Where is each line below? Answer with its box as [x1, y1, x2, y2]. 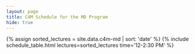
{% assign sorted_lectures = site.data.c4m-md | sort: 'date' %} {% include [6, 36, 189, 43]
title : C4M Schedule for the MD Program [6, 14, 109, 20]
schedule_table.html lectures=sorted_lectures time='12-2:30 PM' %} [6, 42, 174, 49]
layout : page [6, 8, 39, 15]
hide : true [6, 19, 33, 25]
